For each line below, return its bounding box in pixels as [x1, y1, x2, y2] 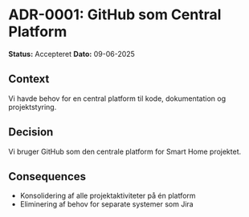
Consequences [8, 170, 87, 183]
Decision [8, 126, 54, 139]
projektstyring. [8, 102, 57, 111]
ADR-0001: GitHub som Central [8, 6, 222, 24]
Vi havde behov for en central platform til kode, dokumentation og [8, 94, 227, 103]
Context [8, 72, 50, 86]
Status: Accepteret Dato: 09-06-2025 [8, 49, 135, 58]
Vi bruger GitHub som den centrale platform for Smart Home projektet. [8, 147, 242, 156]
